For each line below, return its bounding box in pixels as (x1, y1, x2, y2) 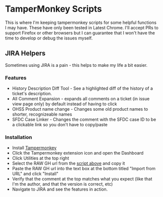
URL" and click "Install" (12, 171, 59, 177)
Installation (5, 134, 33, 140)
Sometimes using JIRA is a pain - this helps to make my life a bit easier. (5, 62, 147, 68)
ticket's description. (12, 91, 52, 97)
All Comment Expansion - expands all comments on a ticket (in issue (12, 96, 150, 102)
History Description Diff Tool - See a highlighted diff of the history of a (12, 85, 153, 91)
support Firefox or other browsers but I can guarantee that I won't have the (5, 30, 155, 36)
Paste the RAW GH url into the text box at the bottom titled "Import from (12, 166, 156, 172)
